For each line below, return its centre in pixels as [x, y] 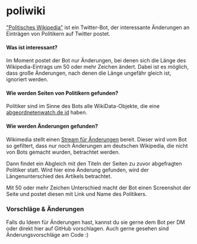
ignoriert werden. [27, 80]
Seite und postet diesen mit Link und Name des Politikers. [77, 194]
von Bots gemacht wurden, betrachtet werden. [63, 152]
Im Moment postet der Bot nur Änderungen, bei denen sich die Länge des [96, 61]
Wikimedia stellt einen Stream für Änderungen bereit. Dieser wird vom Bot [96, 139]
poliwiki [26, 11]
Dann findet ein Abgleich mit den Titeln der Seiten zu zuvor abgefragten [94, 163]
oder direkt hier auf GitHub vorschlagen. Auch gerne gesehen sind [88, 228]
